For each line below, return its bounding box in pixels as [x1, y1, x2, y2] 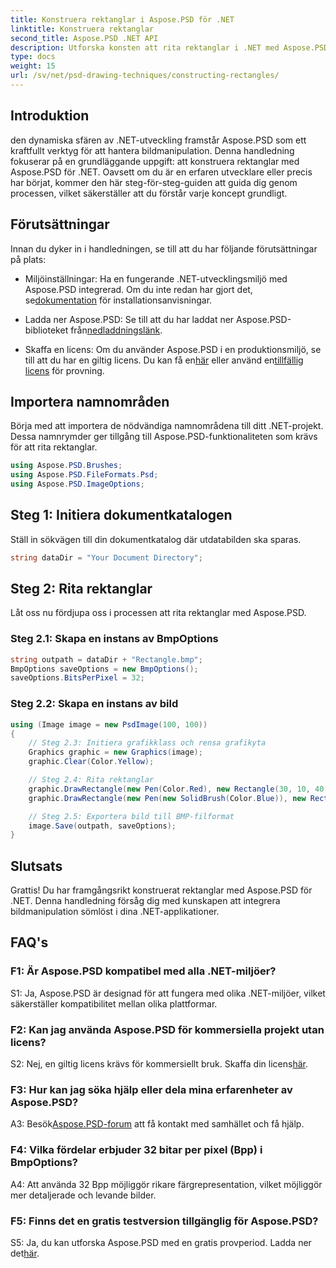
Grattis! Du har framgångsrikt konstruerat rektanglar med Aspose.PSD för [10, 884, 313, 896]
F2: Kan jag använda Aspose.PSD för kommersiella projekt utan [10, 1022, 325, 1036]
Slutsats [10, 857, 63, 875]
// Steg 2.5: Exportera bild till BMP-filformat [28, 811, 235, 821]
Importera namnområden [10, 393, 170, 410]
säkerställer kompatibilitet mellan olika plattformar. [10, 997, 218, 1010]
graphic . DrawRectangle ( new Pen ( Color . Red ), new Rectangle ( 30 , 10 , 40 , [28, 784, 329, 794]
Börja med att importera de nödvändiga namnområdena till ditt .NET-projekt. [10, 420, 324, 432]
